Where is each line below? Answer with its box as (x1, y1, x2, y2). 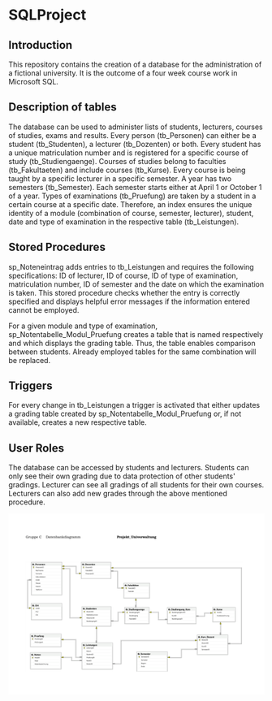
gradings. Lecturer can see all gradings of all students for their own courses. (8, 480, 265, 490)
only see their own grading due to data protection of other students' (8, 471, 235, 481)
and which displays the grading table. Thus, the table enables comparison (8, 338, 256, 348)
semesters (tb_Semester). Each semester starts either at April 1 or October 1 (8, 182, 262, 192)
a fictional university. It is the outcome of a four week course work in (8, 68, 238, 78)
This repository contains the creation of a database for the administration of (8, 59, 262, 69)
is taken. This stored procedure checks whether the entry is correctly (8, 288, 240, 297)
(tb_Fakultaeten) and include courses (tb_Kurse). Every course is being (8, 165, 246, 175)
